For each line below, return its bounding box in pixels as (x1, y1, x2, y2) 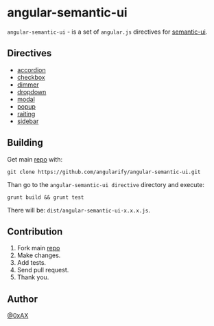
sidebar (16, 117, 39, 125)
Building (7, 137, 43, 149)
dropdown (16, 87, 47, 96)
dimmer (16, 80, 39, 89)
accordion (16, 65, 46, 74)
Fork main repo (16, 244, 60, 252)
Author (7, 293, 38, 305)
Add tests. (16, 259, 47, 267)
